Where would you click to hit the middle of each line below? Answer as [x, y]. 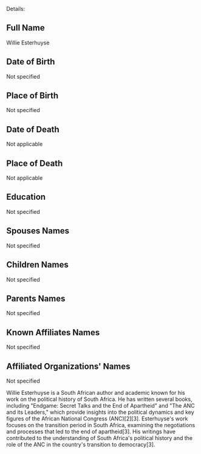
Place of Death [35, 163]
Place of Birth [32, 96]
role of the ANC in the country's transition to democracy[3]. [81, 444]
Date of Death [33, 129]
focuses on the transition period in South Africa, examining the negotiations [101, 425]
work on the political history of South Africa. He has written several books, [99, 399]
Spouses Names [38, 231]
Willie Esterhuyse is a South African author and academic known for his [96, 392]
